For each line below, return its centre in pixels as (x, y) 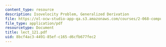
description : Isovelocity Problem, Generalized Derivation (67, 14)
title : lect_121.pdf (26, 32)
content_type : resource (30, 10)
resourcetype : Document (30, 28)
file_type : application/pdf (34, 23)
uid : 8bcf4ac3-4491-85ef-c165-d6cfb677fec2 (51, 37)
